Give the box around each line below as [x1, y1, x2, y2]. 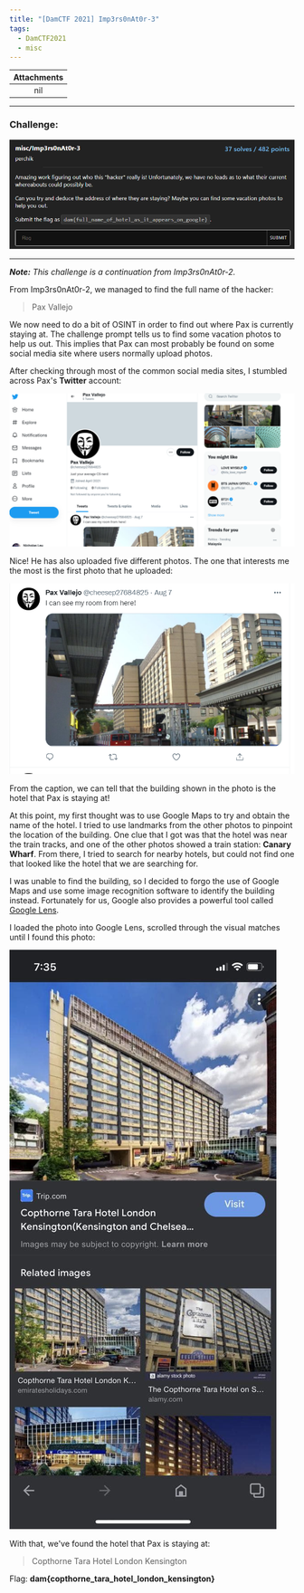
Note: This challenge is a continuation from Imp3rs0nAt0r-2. [9, 266, 236, 277]
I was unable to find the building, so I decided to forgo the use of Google [9, 875, 280, 886]
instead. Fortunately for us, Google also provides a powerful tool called [9, 894, 274, 905]
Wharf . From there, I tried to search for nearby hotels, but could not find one [9, 848, 295, 859]
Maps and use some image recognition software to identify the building [9, 885, 275, 896]
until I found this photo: [9, 931, 96, 942]
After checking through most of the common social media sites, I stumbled [9, 365, 288, 376]
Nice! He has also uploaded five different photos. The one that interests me [9, 555, 290, 566]
